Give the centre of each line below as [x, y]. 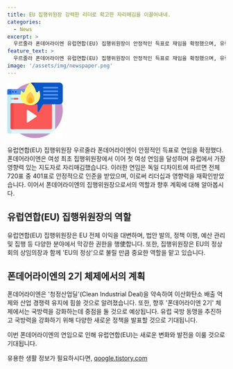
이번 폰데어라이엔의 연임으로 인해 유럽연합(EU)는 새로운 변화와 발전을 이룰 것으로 [116, 335]
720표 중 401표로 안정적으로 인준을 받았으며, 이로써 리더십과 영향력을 [101, 176]
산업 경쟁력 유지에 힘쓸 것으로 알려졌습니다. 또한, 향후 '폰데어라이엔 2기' [117, 303]
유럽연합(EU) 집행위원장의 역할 [69, 217]
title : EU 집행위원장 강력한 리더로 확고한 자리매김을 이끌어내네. [89, 15]
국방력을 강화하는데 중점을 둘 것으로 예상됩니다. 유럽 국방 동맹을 [117, 312]
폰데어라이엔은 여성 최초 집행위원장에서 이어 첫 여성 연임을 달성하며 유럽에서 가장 [116, 159]
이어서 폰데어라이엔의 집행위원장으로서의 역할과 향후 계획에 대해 [113, 184]
